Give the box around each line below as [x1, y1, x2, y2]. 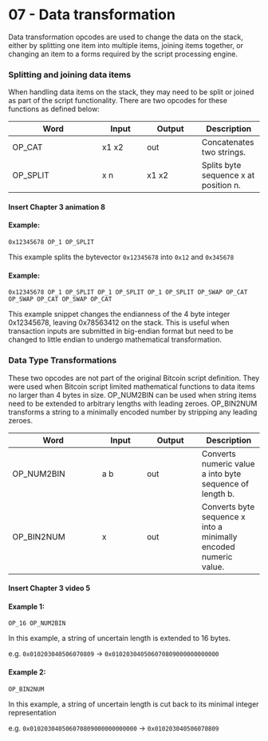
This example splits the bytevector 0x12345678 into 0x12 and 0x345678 [8, 252, 235, 262]
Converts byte [202, 501, 255, 512]
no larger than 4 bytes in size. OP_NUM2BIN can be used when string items [8, 390, 257, 399]
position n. [202, 180, 241, 191]
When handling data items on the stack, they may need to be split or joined [8, 87, 254, 97]
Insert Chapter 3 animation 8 [8, 202, 106, 211]
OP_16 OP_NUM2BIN [8, 619, 66, 627]
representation [8, 707, 57, 717]
